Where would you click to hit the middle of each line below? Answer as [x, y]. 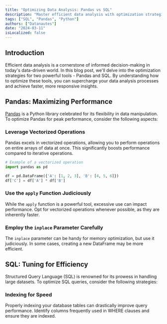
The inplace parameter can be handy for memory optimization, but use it [80, 239]
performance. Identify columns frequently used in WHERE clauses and [77, 311]
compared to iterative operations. [39, 153]
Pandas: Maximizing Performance [59, 102]
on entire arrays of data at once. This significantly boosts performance [78, 148]
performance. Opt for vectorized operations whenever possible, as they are [83, 209]
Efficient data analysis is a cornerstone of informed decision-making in [78, 65]
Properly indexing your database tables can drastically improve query [76, 306]
